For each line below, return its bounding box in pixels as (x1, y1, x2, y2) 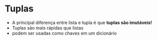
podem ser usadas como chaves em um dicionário (12, 30, 117, 36)
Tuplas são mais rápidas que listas (12, 24, 84, 30)
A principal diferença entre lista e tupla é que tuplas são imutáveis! (12, 19, 152, 25)
